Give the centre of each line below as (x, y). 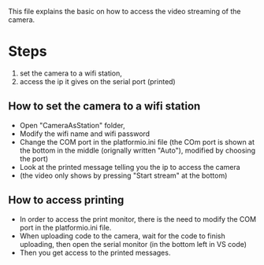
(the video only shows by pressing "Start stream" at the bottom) (123, 175)
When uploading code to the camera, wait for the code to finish (123, 236)
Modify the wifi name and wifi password (85, 134)
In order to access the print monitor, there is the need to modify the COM (138, 219)
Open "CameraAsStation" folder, (72, 125)
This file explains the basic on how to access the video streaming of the (125, 11)
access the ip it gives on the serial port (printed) (97, 81)
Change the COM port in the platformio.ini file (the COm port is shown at (137, 142)
